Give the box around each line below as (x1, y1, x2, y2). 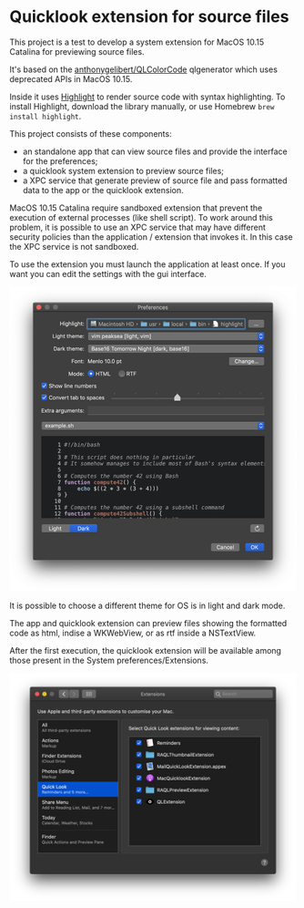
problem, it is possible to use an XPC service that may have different (9, 222, 267, 232)
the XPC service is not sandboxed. (9, 241, 139, 252)
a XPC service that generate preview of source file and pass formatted (22, 175, 289, 186)
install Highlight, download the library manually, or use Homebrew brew (9, 100, 275, 111)
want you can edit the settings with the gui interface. (9, 268, 207, 279)
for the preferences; (22, 155, 98, 166)
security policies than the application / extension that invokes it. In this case (9, 231, 293, 242)
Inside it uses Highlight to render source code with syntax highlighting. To (9, 91, 286, 102)
